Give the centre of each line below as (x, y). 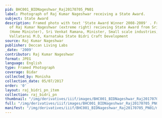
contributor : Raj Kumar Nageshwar (40, 54)
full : (10, 104)
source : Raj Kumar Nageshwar (34, 41)
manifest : (15, 108)
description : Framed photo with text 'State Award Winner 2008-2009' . (78, 23)
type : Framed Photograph (30, 68)
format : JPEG (18, 59)
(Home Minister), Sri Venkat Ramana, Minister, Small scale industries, (84, 32)
